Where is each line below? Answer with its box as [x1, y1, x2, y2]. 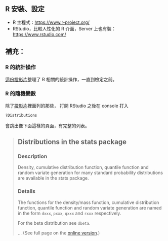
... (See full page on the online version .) [17, 230, 100, 236]
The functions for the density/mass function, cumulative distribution [17, 199, 159, 205]
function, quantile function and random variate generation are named [17, 204, 162, 211]
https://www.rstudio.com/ [12, 31, 67, 37]
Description [17, 153, 48, 160]
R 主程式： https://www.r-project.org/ [12, 19, 90, 25]
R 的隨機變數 [5, 90, 36, 97]
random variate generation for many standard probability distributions [17, 169, 163, 176]
